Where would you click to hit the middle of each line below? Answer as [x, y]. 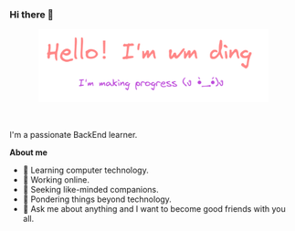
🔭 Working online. [56, 179]
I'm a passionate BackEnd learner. [74, 134]
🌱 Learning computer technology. [85, 170]
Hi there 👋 [32, 15]
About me [29, 152]
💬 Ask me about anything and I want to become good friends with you [154, 208]
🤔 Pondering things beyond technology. [97, 199]
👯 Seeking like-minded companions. [90, 189]
